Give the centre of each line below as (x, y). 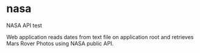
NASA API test (24, 25)
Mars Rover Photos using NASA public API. (60, 43)
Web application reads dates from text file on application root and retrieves (100, 37)
